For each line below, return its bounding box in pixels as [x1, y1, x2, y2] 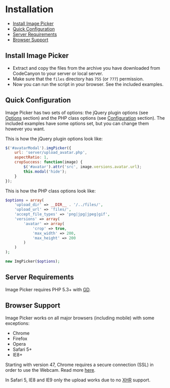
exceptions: [5, 320, 29, 326]
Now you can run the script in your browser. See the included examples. [12, 81, 164, 87]
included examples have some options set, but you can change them [5, 120, 149, 126]
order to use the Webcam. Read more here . [5, 367, 95, 373]
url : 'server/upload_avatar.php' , [14, 150, 87, 155]
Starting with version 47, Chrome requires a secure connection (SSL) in [5, 362, 154, 368]
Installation [5, 4, 54, 15]
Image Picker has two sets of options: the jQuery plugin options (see [5, 109, 149, 116]
